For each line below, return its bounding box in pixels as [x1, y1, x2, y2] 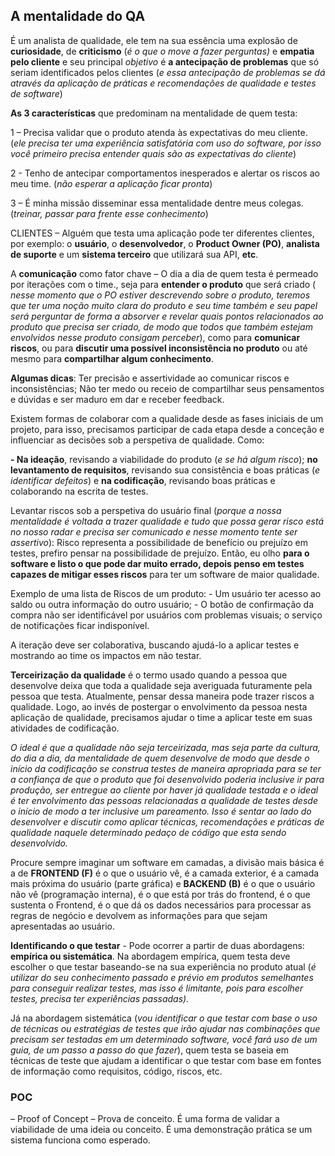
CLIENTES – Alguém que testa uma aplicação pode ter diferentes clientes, [10, 227, 315, 239]
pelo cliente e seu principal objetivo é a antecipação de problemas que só [10, 55, 320, 68]
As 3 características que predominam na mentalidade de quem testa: [10, 107, 298, 119]
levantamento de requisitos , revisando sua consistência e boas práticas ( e [10, 464, 321, 476]
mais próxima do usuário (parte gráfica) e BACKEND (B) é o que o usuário [10, 877, 316, 889]
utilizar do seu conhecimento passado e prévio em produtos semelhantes [10, 971, 314, 983]
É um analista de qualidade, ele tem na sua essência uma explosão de [10, 34, 298, 46]
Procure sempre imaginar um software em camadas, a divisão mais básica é [10, 856, 325, 868]
